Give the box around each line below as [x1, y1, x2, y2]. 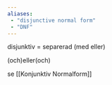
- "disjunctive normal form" [10, 17, 97, 24]
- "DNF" [10, 23, 33, 30]
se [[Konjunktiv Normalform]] [7, 70, 92, 78]
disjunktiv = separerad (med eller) [7, 43, 106, 51]
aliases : [7, 10, 33, 18]
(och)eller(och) [7, 56, 51, 65]
